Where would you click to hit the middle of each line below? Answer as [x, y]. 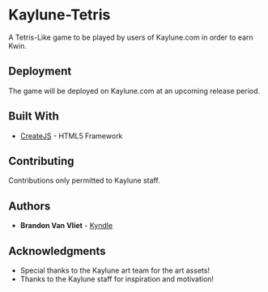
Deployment [40, 72]
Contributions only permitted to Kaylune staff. [84, 180]
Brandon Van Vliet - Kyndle [66, 226]
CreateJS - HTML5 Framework [71, 136]
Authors [30, 206]
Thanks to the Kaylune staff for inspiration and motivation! [117, 279]
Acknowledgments [57, 251]
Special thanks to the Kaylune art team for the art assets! [115, 270]
